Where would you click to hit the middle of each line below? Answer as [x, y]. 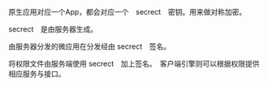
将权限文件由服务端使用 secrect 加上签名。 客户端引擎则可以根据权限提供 [134, 64]
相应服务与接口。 [37, 74]
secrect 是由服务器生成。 [53, 29]
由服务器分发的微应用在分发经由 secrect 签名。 [90, 46]
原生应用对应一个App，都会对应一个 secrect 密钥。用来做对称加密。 [128, 12]
